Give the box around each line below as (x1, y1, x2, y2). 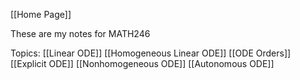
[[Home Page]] (10, 9, 72, 20)
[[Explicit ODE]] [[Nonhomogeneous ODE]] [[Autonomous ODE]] (10, 58, 275, 69)
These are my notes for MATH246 (10, 28, 151, 39)
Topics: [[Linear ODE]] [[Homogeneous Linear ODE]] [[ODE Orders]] (10, 47, 292, 59)
